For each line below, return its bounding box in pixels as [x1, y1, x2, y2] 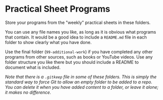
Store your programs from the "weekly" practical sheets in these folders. [5, 20, 151, 25]
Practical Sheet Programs [5, 3, 110, 15]
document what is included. [5, 64, 61, 70]
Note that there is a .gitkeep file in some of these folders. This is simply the [5, 74, 157, 80]
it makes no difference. [5, 89, 52, 95]
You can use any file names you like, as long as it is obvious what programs [5, 29, 157, 35]
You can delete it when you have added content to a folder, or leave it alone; [5, 84, 159, 90]
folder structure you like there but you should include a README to [5, 59, 139, 65]
